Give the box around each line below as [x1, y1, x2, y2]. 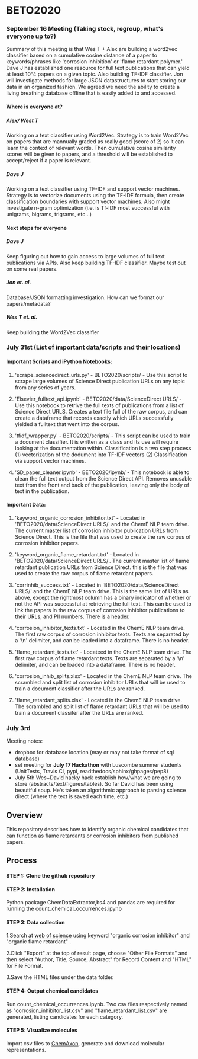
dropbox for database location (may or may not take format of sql [14, 749, 174, 756]
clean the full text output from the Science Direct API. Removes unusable [14, 475, 192, 482]
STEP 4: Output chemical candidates [6, 987, 99, 994]
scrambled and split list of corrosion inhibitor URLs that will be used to [14, 679, 186, 686]
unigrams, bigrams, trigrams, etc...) [6, 211, 92, 218]
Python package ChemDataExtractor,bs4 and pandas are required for [6, 899, 176, 906]
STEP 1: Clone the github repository [6, 872, 96, 879]
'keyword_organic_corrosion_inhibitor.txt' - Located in [14, 514, 146, 521]
